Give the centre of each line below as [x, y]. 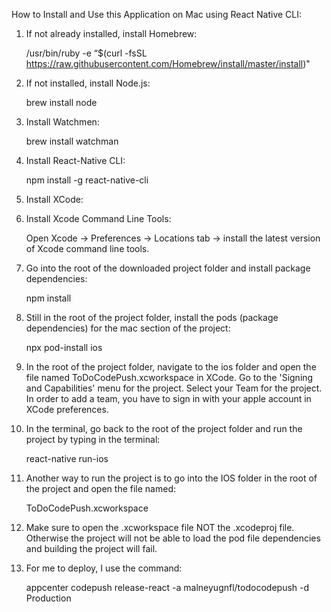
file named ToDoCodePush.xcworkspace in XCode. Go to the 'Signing [169, 377]
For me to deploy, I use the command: [104, 568]
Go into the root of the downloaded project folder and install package [168, 268]
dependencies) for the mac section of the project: [128, 328]
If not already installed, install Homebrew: [111, 33]
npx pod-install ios [64, 347]
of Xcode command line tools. [87, 248]
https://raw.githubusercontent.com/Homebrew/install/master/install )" [168, 63]
